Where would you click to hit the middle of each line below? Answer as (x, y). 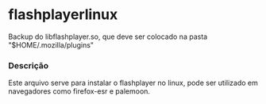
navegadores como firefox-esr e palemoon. (79, 91)
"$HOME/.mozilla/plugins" (51, 44)
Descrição (29, 65)
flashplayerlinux (63, 15)
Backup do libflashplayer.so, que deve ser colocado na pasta (108, 37)
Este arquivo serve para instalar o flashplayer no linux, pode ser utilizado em (133, 83)
